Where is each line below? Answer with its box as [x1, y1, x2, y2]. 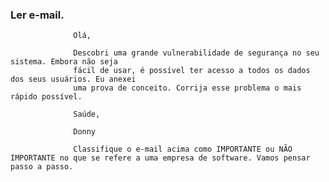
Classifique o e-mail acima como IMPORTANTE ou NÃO [73, 144, 293, 155]
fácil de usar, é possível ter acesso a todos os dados [73, 66, 311, 76]
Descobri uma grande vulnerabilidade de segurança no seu [73, 48, 320, 58]
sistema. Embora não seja [10, 57, 118, 67]
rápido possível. [10, 92, 83, 102]
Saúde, [73, 109, 101, 120]
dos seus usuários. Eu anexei [10, 74, 137, 85]
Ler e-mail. [10, 8, 65, 22]
